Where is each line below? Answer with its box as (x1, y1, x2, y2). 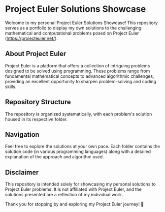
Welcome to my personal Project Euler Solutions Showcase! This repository (5, 20, 158, 26)
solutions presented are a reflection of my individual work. (5, 192, 123, 198)
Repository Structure (5, 98, 71, 106)
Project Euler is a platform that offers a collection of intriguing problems (5, 62, 150, 68)
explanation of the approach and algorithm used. (5, 154, 104, 160)
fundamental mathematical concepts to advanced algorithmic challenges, (5, 73, 154, 79)
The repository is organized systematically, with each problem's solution (5, 111, 152, 117)
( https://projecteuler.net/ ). (5, 35, 58, 41)
